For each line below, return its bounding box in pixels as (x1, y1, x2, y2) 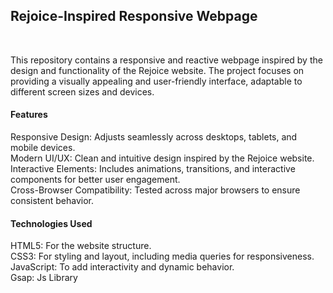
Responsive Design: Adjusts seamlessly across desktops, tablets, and (10, 131, 298, 143)
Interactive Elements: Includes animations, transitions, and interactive (10, 163, 296, 175)
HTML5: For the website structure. (10, 240, 152, 252)
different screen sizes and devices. (10, 85, 155, 98)
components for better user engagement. (10, 174, 181, 186)
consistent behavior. (10, 195, 94, 207)
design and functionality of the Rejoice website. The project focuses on (10, 64, 305, 76)
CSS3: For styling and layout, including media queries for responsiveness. (10, 250, 315, 263)
